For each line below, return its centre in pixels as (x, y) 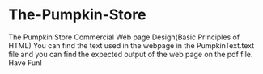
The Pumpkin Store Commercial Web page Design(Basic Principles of (124, 37)
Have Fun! (25, 63)
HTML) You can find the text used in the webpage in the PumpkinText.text (131, 45)
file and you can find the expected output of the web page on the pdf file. (131, 54)
